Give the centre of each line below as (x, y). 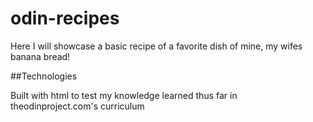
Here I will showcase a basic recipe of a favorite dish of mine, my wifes (156, 46)
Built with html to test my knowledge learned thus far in (124, 95)
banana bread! (40, 56)
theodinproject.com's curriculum (77, 106)
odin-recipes (65, 18)
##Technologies (44, 76)
